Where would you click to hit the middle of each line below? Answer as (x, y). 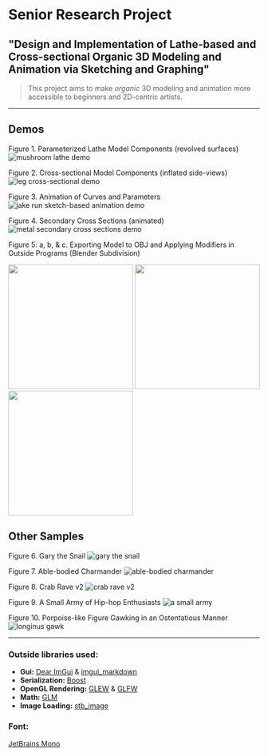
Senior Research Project (90, 15)
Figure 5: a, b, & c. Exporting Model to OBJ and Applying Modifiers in (122, 245)
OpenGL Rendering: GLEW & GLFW (79, 688)
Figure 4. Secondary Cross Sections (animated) (87, 221)
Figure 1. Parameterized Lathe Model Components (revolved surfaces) (124, 149)
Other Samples (46, 537)
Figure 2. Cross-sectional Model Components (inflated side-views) (118, 173)
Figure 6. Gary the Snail (47, 555)
